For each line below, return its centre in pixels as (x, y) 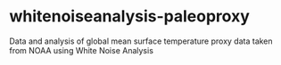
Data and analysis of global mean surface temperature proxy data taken (141, 41)
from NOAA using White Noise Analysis (82, 50)
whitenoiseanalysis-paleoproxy (129, 16)
